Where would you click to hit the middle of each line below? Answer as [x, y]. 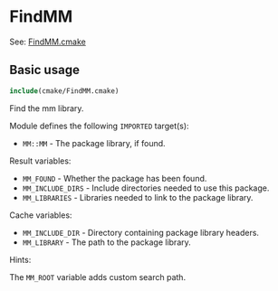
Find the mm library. [47, 108]
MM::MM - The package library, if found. [94, 143]
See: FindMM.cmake [48, 42]
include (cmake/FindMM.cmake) [64, 91]
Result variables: [40, 161]
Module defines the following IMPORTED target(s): [99, 126]
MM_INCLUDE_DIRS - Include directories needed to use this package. [146, 188]
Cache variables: [41, 215]
